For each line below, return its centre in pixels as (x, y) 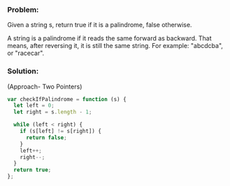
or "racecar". (26, 53)
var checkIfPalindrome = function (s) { (67, 99)
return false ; (46, 137)
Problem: (23, 10)
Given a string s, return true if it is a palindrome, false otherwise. (100, 25)
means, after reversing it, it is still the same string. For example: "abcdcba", (115, 46)
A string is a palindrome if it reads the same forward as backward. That (109, 38)
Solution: (23, 71)
